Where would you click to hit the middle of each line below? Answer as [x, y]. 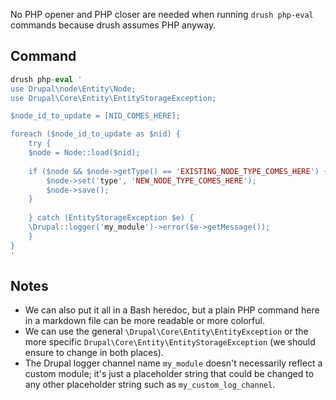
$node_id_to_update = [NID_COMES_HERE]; [96, 116]
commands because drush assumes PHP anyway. [113, 25]
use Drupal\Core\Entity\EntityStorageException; [113, 98]
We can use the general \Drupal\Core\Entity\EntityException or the [166, 331]
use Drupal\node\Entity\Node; [73, 89]
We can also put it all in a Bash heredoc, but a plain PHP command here [172, 310]
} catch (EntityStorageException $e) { [111, 218]
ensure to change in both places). [94, 353]
